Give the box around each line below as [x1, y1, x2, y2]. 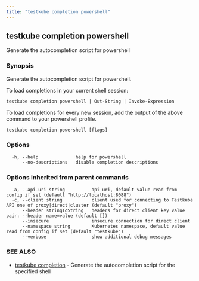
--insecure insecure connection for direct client [21, 218, 191, 224]
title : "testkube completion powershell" [6, 8, 111, 15]
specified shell [14, 267, 51, 275]
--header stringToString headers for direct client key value [21, 207, 185, 214]
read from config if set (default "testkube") [6, 228, 124, 235]
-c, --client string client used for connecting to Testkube [11, 197, 194, 203]
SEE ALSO [6, 248, 36, 256]
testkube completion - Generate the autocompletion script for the [14, 261, 176, 268]
